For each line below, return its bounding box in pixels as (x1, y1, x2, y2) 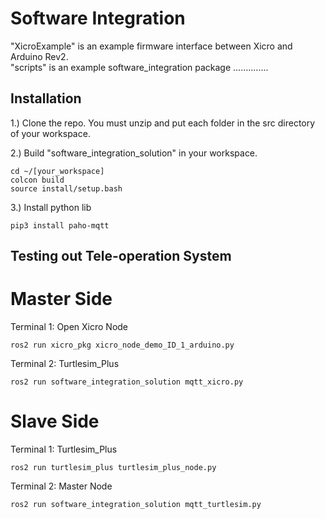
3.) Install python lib (10, 201, 92, 213)
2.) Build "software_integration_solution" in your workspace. (10, 147, 258, 159)
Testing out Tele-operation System (10, 248, 232, 265)
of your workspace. (10, 127, 91, 139)
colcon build (10, 175, 65, 185)
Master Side (10, 288, 113, 311)
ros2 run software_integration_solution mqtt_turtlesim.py (10, 500, 262, 510)
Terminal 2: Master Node (10, 480, 113, 492)
